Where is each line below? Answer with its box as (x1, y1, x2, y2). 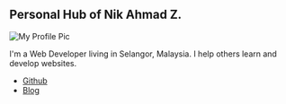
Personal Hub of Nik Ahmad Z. (9, 7, 183, 22)
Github (22, 75, 48, 86)
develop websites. (9, 57, 77, 68)
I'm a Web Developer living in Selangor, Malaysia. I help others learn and (9, 48, 277, 59)
